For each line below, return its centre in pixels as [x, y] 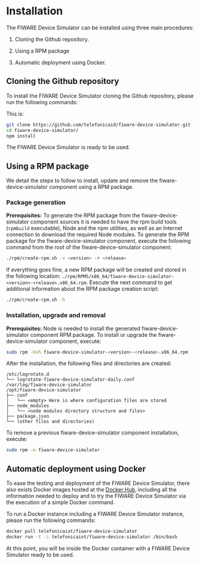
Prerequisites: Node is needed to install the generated [73, 328]
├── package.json [28, 417]
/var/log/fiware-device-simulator [49, 385]
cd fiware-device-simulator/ [42, 130]
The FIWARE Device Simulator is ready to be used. [68, 147]
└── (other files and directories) [50, 422]
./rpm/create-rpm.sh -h [36, 300]
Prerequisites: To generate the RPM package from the [73, 215]
